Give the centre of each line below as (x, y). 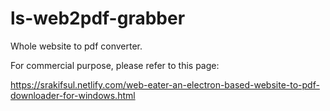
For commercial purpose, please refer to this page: (115, 65)
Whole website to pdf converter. (76, 46)
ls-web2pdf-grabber (98, 18)
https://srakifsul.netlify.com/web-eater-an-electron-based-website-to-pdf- (165, 84)
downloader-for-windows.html (73, 95)
